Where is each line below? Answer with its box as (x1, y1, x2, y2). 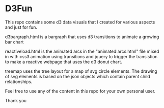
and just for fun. (5, 24, 38, 30)
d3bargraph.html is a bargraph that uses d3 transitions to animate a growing (5, 34, 160, 40)
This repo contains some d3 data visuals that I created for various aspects (5, 19, 155, 25)
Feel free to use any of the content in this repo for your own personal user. (5, 88, 156, 94)
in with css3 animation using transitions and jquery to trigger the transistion (5, 53, 158, 59)
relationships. (5, 79, 33, 85)
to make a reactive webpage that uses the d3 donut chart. (5, 59, 123, 65)
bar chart (5, 39, 24, 44)
